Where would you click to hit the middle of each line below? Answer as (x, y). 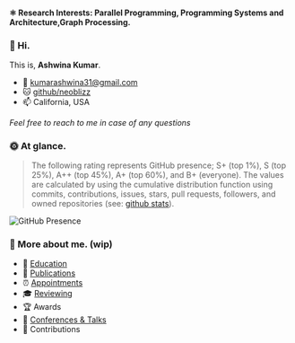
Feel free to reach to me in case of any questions (100, 122)
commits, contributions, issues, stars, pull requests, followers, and (153, 194)
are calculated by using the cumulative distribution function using (152, 185)
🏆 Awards (42, 307)
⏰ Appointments (52, 283)
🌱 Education (44, 264)
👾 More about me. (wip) (61, 244)
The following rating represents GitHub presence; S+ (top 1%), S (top (159, 165)
